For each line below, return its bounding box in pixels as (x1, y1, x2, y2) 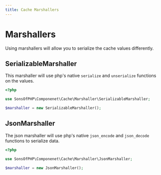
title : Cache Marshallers (5, 7, 59, 12)
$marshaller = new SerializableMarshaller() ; (5, 105, 101, 111)
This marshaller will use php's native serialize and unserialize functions (5, 73, 157, 79)
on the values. (5, 78, 34, 84)
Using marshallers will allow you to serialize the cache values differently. (5, 45, 154, 51)
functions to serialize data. (5, 138, 60, 144)
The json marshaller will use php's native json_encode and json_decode (5, 132, 150, 138)
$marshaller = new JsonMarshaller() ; (5, 165, 84, 171)
